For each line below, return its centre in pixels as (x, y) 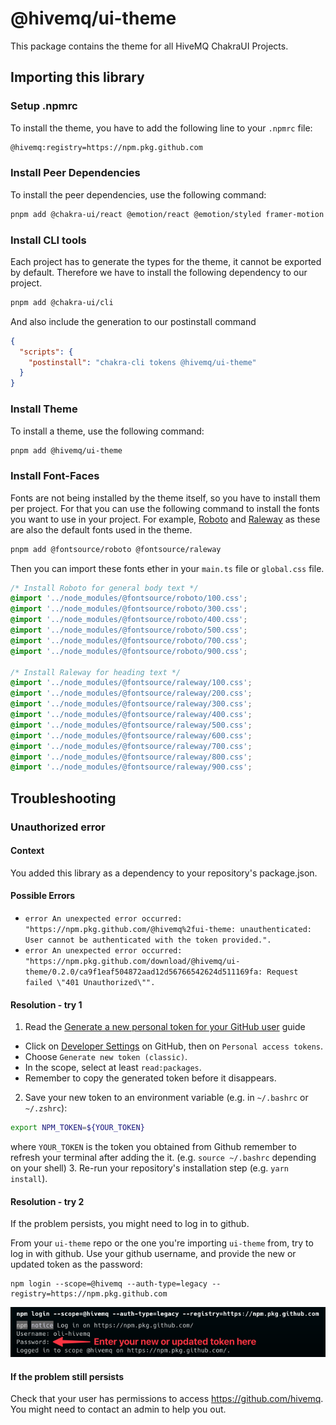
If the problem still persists (67, 1376)
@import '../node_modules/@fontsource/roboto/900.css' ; (129, 651)
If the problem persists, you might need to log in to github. (130, 1224)
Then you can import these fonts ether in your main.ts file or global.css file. (167, 568)
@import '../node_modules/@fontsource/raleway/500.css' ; (131, 725)
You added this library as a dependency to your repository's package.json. (164, 873)
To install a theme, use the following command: (107, 431)
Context (27, 851)
